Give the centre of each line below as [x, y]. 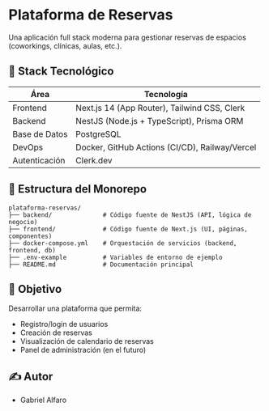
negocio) [23, 222]
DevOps [28, 147]
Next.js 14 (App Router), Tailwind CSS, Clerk [160, 108]
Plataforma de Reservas [91, 15]
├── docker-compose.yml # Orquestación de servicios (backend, [123, 243]
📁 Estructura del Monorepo [78, 189]
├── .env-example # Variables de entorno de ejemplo [115, 257]
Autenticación [39, 160]
